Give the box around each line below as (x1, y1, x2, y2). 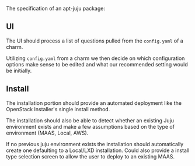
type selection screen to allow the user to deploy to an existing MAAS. (6, 153, 175, 160)
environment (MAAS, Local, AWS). (6, 129, 89, 136)
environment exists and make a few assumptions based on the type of (6, 123, 175, 130)
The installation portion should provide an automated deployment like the (6, 99, 182, 107)
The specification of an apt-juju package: (6, 5, 106, 12)
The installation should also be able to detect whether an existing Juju (6, 116, 174, 124)
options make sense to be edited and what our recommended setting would (6, 61, 188, 68)
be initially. (6, 67, 32, 74)
